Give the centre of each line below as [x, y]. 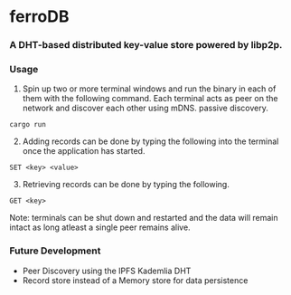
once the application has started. [84, 151]
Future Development [55, 251]
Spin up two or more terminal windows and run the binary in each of [149, 89]
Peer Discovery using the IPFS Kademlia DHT [107, 271]
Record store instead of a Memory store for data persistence [135, 280]
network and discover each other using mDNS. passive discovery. [145, 108]
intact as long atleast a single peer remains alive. [100, 227]
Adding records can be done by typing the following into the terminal [150, 141]
